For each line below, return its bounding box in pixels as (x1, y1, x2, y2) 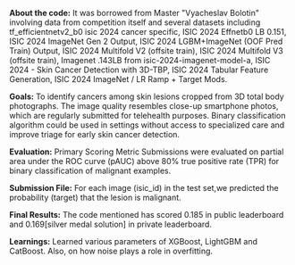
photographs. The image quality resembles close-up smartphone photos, (9, 101, 279, 111)
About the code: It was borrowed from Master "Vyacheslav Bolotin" (9, 8, 259, 18)
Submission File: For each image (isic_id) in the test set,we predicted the (9, 183, 279, 193)
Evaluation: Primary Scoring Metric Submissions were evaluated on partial (9, 146, 284, 157)
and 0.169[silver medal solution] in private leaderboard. (9, 219, 213, 229)
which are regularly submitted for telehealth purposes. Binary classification (9, 111, 286, 120)
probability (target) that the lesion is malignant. (9, 192, 181, 203)
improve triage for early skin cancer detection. (9, 129, 181, 139)
